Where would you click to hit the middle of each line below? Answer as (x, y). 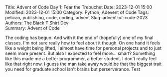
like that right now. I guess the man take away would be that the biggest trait (83, 64)
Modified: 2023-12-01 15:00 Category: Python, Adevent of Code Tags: (77, 12)
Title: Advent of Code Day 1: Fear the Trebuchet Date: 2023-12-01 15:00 (79, 7)
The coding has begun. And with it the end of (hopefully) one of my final (79, 38)
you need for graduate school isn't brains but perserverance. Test (73, 69)
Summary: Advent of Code (32, 28)
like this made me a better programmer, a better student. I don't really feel (81, 58)
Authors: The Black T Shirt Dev (37, 23)
